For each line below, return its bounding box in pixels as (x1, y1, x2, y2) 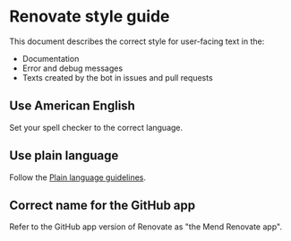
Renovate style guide (9, 6, 170, 27)
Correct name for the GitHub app (9, 197, 196, 212)
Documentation (21, 53, 80, 64)
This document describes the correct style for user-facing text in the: (9, 36, 265, 47)
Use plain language (9, 148, 119, 163)
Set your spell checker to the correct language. (9, 122, 184, 133)
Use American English (9, 99, 136, 114)
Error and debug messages (21, 63, 124, 73)
